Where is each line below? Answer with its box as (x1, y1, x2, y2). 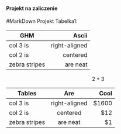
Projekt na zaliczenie (6, 5, 58, 12)
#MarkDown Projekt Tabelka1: (6, 18, 78, 25)
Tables (17, 90, 37, 98)
